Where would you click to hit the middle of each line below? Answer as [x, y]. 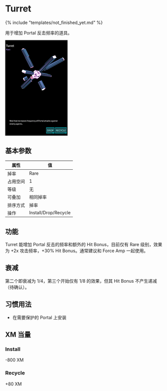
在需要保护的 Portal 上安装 [39, 317]
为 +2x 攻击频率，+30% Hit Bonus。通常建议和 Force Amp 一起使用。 [77, 251]
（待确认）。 [17, 287]
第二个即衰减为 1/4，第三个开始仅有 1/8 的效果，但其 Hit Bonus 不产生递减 [81, 281]
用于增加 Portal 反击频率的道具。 [39, 32]
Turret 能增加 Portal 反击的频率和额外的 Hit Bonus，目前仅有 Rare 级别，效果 [84, 245]
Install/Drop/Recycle [50, 213]
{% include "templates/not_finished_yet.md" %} [54, 22]
